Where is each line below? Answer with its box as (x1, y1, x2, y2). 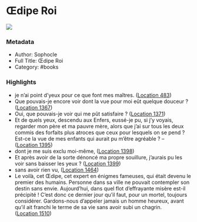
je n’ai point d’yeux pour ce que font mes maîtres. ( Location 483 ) (14, 91, 172, 98)
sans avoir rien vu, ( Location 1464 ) (14, 166, 99, 173)
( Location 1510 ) (14, 210, 52, 217)
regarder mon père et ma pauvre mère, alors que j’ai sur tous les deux (14, 122, 184, 129)
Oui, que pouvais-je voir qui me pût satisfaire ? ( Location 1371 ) (14, 110, 166, 117)
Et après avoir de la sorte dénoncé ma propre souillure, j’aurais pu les (14, 153, 182, 160)
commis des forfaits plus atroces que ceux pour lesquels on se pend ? (14, 129, 185, 136)
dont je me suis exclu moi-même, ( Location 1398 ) (14, 148, 135, 155)
